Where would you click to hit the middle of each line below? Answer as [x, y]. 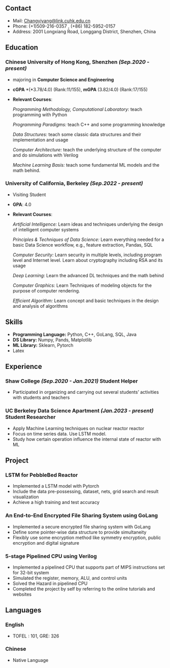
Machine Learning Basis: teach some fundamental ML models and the [86, 165]
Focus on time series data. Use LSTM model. [59, 434]
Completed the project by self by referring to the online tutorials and [84, 589]
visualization [26, 497]
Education [22, 48]
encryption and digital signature [46, 543]
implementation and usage [40, 140]
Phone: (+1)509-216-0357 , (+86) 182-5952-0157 [64, 26]
